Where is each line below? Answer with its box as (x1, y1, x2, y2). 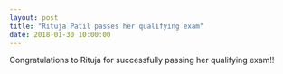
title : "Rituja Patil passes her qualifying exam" (9, 22, 204, 31)
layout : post (9, 13, 59, 23)
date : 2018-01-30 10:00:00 (9, 30, 111, 39)
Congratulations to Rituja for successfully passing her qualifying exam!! (9, 55, 275, 66)
